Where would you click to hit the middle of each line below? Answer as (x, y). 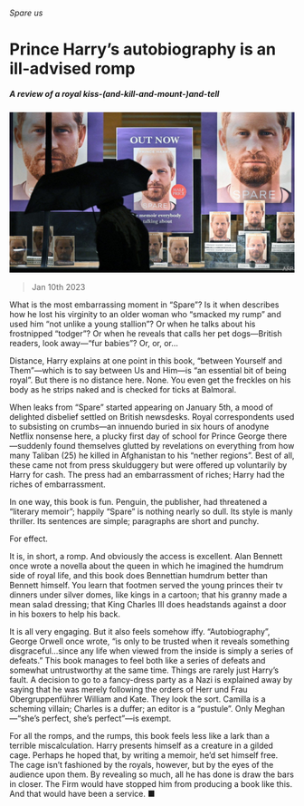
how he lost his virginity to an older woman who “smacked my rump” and (146, 315)
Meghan (270, 709)
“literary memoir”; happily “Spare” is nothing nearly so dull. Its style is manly (151, 511)
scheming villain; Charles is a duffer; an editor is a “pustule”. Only (131, 709)
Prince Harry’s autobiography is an (142, 49)
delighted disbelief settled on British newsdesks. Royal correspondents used (152, 417)
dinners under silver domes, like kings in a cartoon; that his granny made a (148, 595)
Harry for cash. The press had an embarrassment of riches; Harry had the (147, 475)
